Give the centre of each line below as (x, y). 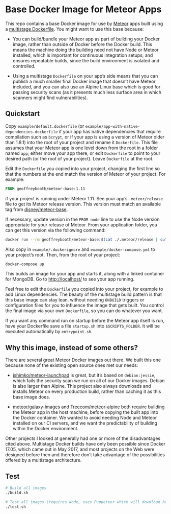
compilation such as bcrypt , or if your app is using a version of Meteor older (85, 137)
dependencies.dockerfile (32, 132)
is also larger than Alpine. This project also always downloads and (82, 386)
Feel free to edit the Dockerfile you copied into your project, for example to (84, 289)
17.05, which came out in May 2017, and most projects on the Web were (80, 449)
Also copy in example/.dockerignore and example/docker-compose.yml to (80, 249)
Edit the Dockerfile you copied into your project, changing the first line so (83, 168)
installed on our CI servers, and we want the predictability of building (85, 423)
